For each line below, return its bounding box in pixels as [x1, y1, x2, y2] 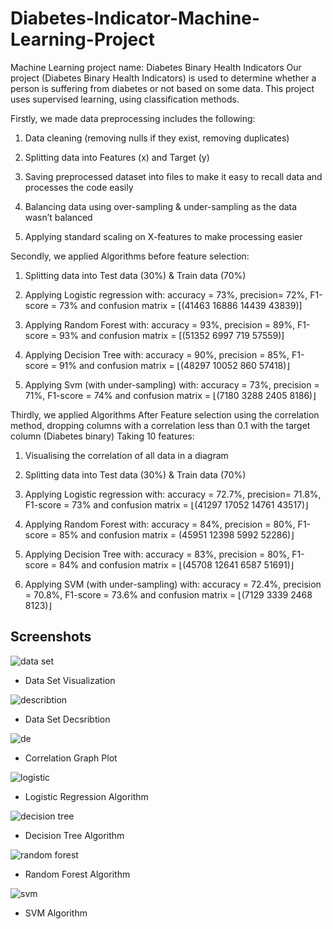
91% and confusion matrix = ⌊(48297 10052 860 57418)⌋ [58, 359, 290, 371]
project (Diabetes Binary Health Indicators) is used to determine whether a [10, 72, 317, 84]
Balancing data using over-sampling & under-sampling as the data [24, 200, 298, 212]
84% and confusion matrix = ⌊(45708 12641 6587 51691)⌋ [58, 558, 295, 571]
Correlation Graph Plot [24, 752, 118, 764]
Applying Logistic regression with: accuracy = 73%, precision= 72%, [24, 288, 308, 301]
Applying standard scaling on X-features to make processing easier [24, 230, 303, 242]
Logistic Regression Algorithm [24, 790, 149, 802]
